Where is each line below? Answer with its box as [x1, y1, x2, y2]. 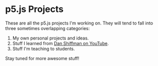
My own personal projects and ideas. [12, 35, 89, 41]
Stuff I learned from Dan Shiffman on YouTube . [12, 40, 109, 46]
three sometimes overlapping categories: [5, 25, 90, 31]
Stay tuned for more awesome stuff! [5, 55, 79, 61]
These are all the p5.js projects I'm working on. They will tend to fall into [5, 20, 153, 26]
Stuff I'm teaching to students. [12, 45, 75, 51]
